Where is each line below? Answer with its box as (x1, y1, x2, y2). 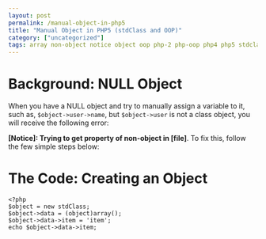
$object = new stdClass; (8, 203, 90, 211)
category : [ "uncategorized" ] (8, 33, 104, 42)
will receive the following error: (8, 118, 109, 127)
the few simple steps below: (8, 142, 100, 151)
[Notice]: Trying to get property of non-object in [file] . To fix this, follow (8, 134, 247, 143)
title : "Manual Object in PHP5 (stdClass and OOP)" (8, 26, 182, 34)
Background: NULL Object (8, 75, 183, 93)
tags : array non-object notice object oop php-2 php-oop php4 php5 (8, 41, 236, 49)
